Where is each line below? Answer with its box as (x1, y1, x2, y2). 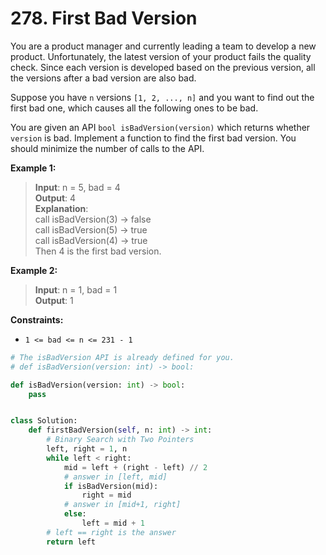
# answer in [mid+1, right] (63, 500, 182, 510)
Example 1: (10, 162, 57, 174)
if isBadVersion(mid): (63, 481, 159, 491)
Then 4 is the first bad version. (34, 245, 162, 257)
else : (63, 509, 87, 519)
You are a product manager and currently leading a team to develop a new (10, 40, 317, 52)
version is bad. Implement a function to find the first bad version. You (10, 132, 297, 144)
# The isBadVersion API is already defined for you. (10, 352, 235, 362)
